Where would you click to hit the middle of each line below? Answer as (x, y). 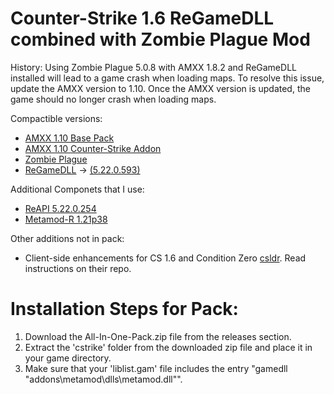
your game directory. (68, 358)
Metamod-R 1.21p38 (66, 219)
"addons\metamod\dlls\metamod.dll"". (103, 379)
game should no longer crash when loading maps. (113, 99)
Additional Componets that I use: (77, 189)
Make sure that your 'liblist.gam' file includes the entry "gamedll (156, 368)
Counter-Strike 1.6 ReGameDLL (142, 18)
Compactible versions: (56, 118)
